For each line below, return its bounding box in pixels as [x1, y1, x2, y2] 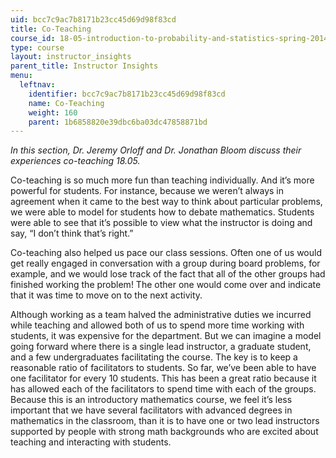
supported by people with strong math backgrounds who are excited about [10, 426, 319, 438]
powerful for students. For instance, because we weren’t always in [10, 185, 285, 197]
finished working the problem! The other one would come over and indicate [10, 279, 322, 291]
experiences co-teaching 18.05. [10, 155, 141, 167]
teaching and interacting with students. [10, 436, 172, 448]
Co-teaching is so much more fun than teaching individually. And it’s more [10, 174, 315, 186]
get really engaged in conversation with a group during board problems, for [10, 257, 321, 270]
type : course [10, 42, 65, 53]
